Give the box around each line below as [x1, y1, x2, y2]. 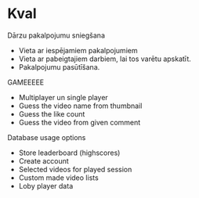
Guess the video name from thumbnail [18, 101, 143, 110]
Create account [18, 156, 70, 165]
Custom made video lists [18, 173, 99, 182]
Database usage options [7, 132, 86, 142]
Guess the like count [18, 109, 85, 118]
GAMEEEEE [7, 77, 45, 87]
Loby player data [18, 181, 74, 190]
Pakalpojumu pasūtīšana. [18, 62, 100, 71]
